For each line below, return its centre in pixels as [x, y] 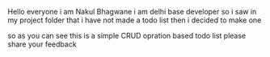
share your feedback [42, 44]
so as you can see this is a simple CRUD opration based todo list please [127, 36]
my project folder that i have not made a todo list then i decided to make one [135, 20]
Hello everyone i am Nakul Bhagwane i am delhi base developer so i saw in [132, 12]
